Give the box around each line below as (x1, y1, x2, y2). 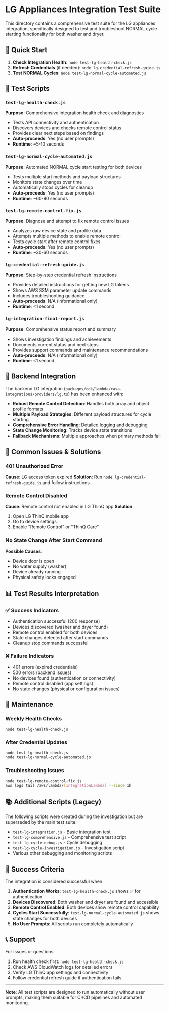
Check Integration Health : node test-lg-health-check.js (12, 59, 132, 65)
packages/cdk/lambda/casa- (65, 387, 122, 392)
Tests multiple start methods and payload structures (12, 173, 121, 180)
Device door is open (12, 558, 54, 564)
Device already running (12, 568, 61, 574)
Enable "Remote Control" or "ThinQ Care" (12, 524, 99, 530)
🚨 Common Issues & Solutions (5, 447, 101, 456)
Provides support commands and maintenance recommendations (12, 347, 148, 353)
